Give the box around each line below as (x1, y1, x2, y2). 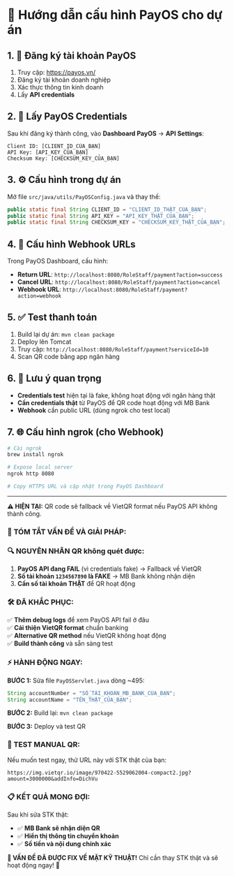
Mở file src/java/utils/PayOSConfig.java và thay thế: (7, 192, 161, 200)
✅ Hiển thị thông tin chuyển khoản (17, 832, 120, 840)
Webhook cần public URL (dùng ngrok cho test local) (17, 406, 171, 414)
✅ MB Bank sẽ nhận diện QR (17, 824, 100, 833)
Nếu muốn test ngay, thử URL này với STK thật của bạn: (7, 755, 167, 764)
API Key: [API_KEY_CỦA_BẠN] (7, 149, 89, 156)
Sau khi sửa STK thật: (7, 810, 69, 819)
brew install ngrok (7, 451, 64, 458)
